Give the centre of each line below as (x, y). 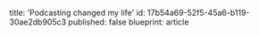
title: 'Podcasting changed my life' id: (77, 13)
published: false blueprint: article (129, 22)
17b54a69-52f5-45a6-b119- (198, 13)
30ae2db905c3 (38, 22)
